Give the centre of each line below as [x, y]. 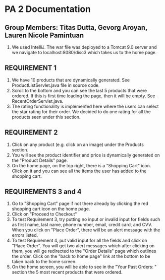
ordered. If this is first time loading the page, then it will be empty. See [83, 96]
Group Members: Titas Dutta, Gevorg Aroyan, [76, 28]
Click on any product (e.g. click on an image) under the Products [78, 144]
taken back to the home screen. [44, 262]
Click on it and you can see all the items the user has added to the [79, 171]
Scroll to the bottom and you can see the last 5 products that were [79, 90]
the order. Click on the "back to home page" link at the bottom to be [81, 256]
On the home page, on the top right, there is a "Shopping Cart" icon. [82, 165]
